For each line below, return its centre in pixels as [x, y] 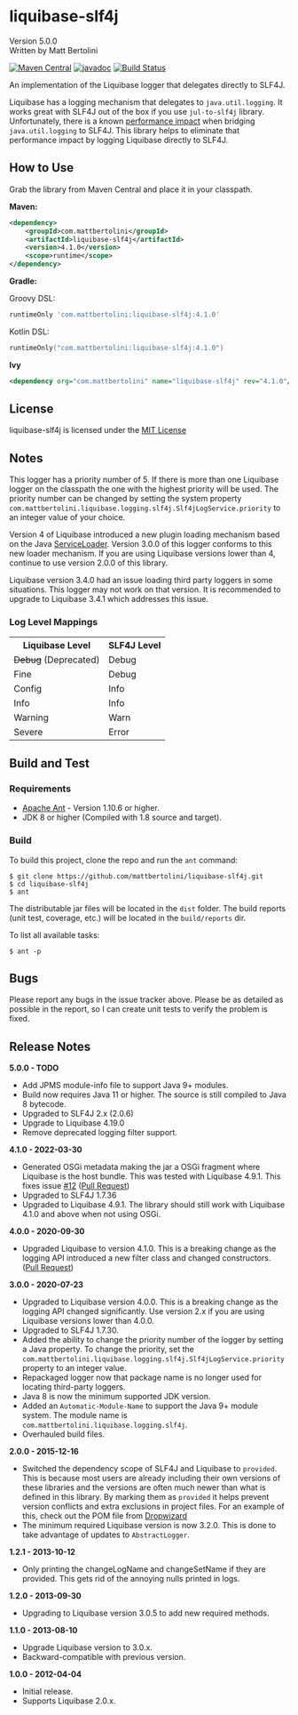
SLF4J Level [135, 645]
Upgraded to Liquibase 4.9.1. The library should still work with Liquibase [153, 1205]
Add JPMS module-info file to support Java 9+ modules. [125, 1086]
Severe [28, 732]
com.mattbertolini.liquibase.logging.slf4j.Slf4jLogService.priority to [145, 508]
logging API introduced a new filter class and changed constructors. [146, 1258]
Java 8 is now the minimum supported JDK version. [116, 1397]
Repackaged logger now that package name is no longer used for [141, 1378]
